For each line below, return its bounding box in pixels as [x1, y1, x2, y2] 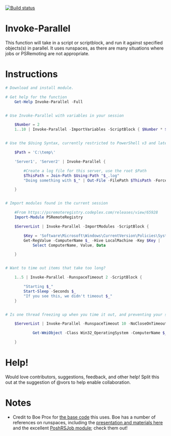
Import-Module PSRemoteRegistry [14, 215, 83, 220]
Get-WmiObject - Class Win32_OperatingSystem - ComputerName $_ [32, 330, 167, 336]
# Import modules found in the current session [5, 201, 108, 206]
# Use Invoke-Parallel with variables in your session [5, 113, 124, 118]
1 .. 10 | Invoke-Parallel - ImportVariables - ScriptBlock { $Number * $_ [14, 127, 169, 132]
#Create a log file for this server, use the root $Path [23, 168, 147, 173]
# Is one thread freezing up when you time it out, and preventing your [5, 312, 163, 317]
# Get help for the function [5, 95, 67, 100]
